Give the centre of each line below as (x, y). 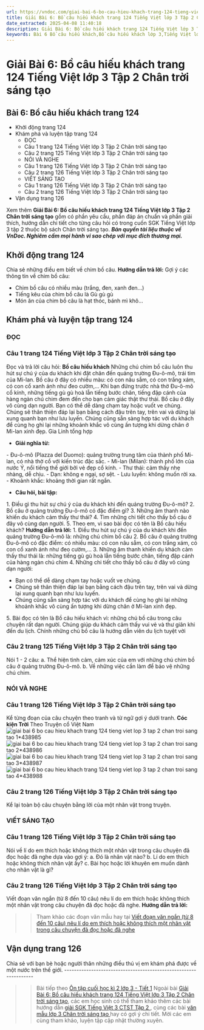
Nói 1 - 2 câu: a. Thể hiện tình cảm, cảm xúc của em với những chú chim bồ (101, 660)
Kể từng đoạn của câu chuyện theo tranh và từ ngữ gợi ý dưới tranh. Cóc (97, 718)
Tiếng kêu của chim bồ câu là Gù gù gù (64, 294)
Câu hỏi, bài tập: (36, 492)
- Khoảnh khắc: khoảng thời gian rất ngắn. (59, 480)
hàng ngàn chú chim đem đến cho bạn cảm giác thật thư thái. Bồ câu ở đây (100, 399)
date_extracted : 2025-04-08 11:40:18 (54, 23)
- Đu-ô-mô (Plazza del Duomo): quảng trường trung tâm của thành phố (95, 455)
